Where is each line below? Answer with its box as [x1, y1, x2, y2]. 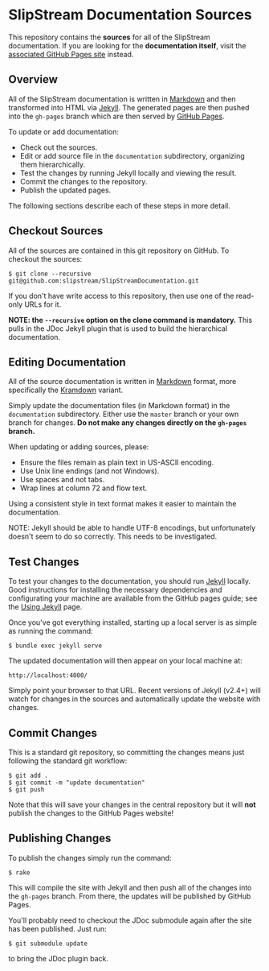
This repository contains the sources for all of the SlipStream [8, 32, 210, 42]
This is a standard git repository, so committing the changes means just [8, 747, 245, 757]
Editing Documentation [8, 355, 126, 369]
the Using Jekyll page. [8, 602, 83, 612]
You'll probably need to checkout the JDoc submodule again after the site [8, 915, 252, 925]
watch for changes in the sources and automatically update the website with [8, 694, 261, 704]
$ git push [8, 786, 45, 794]
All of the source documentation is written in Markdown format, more [8, 377, 237, 386]
